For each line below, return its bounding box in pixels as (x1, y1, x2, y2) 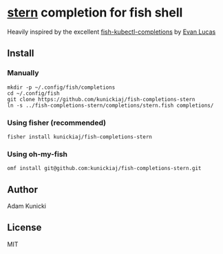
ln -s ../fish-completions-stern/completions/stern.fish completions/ (7, 102, 214, 109)
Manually (7, 68, 39, 78)
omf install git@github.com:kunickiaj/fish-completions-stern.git (7, 165, 202, 172)
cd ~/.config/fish (7, 89, 60, 97)
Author (7, 184, 38, 195)
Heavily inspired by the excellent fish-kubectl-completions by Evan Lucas (7, 28, 216, 36)
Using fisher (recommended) (7, 118, 107, 127)
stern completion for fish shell (7, 5, 183, 21)
